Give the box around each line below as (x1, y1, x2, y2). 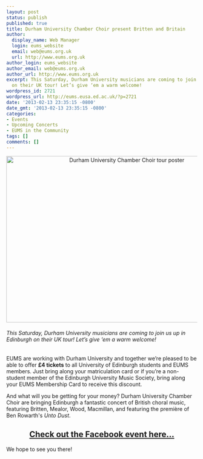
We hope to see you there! (6, 445, 73, 453)
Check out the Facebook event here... (29, 429, 175, 440)
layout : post (6, 9, 39, 15)
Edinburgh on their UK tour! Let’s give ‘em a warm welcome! (6, 336, 156, 343)
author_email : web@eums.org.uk (6, 65, 85, 72)
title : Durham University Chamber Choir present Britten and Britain (6, 26, 186, 32)
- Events (6, 116, 28, 122)
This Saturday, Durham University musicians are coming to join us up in (6, 330, 186, 337)
